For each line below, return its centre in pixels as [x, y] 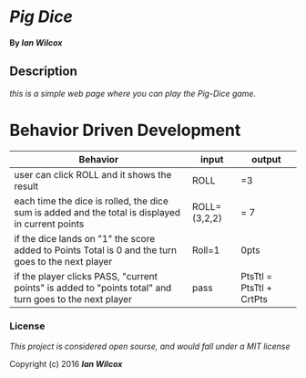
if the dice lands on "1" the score [85, 238]
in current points [49, 224]
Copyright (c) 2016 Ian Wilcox [66, 363]
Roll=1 [206, 250]
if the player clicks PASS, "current [86, 276]
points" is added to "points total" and [93, 288]
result [26, 186]
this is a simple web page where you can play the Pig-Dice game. [133, 93]
